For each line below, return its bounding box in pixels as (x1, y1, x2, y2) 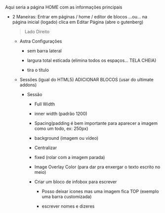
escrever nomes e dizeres (41, 203, 95, 209)
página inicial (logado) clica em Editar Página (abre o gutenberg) (12, 19, 144, 25)
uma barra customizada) (41, 194, 92, 200)
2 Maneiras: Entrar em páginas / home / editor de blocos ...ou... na (12, 14, 147, 19)
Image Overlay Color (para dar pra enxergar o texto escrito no (34, 164, 161, 170)
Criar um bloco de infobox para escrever (34, 179, 117, 185)
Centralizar (34, 145, 57, 151)
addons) (19, 82, 37, 88)
